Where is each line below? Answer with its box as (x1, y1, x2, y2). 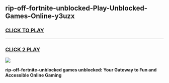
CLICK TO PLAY (5, 27, 44, 34)
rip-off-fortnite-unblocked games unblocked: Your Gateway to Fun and (5, 66, 157, 72)
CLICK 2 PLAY (5, 46, 40, 53)
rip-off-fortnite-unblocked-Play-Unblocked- (5, 4, 147, 13)
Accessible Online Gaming (5, 72, 62, 78)
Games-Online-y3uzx (5, 12, 75, 21)
